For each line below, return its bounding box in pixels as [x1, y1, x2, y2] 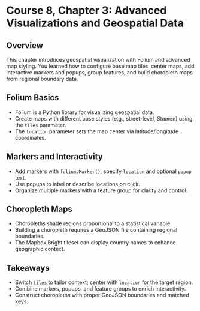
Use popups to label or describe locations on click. [14, 180, 141, 187]
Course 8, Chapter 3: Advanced [6, 4, 167, 17]
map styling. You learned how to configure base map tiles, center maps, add [6, 62, 195, 70]
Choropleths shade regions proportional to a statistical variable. [14, 220, 172, 227]
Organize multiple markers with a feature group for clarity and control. [14, 187, 188, 194]
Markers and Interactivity [6, 151, 103, 162]
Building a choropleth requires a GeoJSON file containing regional [14, 226, 178, 234]
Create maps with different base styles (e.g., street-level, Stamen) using [14, 115, 193, 122]
